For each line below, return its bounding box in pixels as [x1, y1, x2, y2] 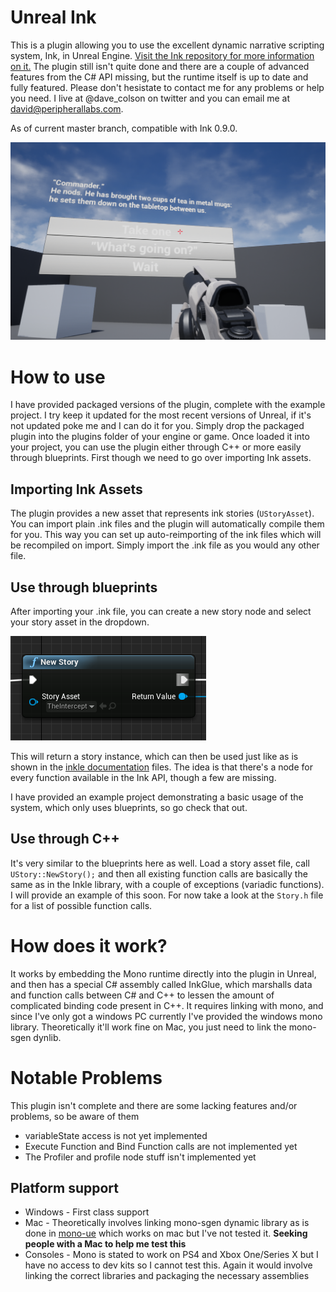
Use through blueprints [10, 579, 158, 596]
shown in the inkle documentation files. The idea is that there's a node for [10, 761, 313, 773]
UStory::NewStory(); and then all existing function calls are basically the [10, 867, 308, 880]
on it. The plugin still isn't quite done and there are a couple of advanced [10, 60, 310, 72]
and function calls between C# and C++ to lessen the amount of [10, 989, 275, 1001]
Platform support [10, 1180, 119, 1197]
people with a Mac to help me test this [24, 1238, 187, 1250]
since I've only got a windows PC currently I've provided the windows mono [10, 1010, 323, 1022]
